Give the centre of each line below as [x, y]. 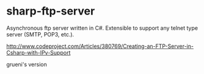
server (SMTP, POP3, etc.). [40, 34]
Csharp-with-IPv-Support [38, 52]
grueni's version [27, 64]
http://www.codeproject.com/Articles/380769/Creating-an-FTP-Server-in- [100, 46]
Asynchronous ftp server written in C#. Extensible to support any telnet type [102, 28]
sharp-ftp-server [51, 11]
